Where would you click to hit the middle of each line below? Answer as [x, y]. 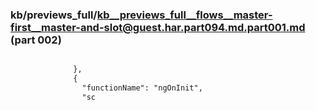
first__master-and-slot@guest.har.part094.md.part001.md [158, 27]
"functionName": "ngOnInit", [142, 88]
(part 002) [36, 40]
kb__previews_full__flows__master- [184, 15]
